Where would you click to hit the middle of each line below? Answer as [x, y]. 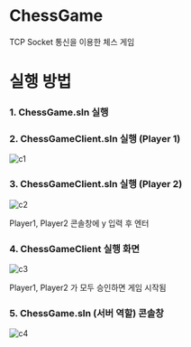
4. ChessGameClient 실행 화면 [74, 249]
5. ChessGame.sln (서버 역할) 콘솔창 [86, 313]
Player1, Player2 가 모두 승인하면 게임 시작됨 [88, 287]
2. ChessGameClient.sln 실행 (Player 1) [95, 138]
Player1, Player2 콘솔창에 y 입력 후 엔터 [79, 223]
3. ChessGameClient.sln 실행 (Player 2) [96, 184]
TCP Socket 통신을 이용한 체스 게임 [72, 42]
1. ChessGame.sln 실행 [59, 112]
